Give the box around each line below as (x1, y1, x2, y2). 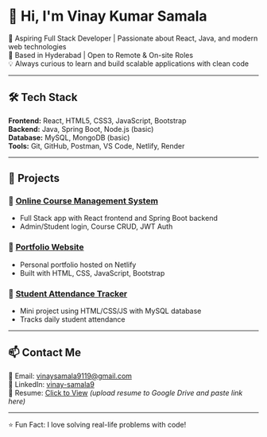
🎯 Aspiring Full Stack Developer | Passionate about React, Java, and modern (8, 33, 258, 43)
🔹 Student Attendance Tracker (8, 288, 128, 299)
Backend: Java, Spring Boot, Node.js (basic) (8, 124, 154, 133)
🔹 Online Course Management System (8, 195, 159, 207)
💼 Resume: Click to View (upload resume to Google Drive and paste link (8, 388, 243, 397)
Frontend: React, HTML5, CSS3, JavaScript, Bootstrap (8, 115, 187, 126)
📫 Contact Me (8, 346, 82, 360)
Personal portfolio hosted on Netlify (19, 260, 137, 269)
